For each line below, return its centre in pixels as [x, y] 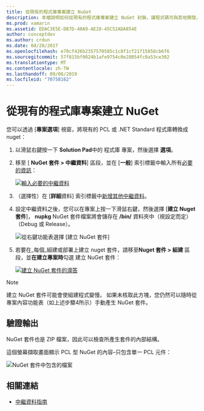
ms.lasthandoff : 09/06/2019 [42, 74]
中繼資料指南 [31, 401]
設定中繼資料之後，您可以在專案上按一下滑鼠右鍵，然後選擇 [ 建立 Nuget [105, 209]
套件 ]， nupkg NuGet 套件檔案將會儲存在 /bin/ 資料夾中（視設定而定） [103, 216]
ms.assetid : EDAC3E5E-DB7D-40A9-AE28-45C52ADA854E [72, 29]
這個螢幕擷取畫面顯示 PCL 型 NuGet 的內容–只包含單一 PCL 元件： [89, 352]
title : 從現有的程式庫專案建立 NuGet [49, 12]
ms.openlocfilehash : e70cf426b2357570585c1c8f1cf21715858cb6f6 [88, 52]
